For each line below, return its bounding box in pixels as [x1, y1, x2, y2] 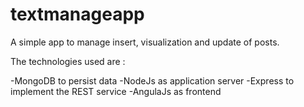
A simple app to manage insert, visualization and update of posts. [10, 36, 280, 48]
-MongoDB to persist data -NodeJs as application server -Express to [10, 74, 295, 87]
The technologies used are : [10, 55, 126, 67]
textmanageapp [10, 3, 145, 26]
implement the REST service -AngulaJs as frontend [10, 85, 222, 97]
